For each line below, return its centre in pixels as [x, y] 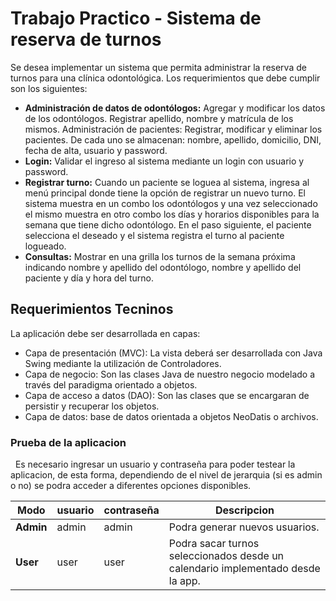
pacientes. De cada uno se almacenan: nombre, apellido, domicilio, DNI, [173, 139]
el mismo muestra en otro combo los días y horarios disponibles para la [172, 214]
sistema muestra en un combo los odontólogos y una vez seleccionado [171, 203]
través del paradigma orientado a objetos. [111, 384]
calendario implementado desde [244, 569]
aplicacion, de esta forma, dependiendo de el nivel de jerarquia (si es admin [166, 475]
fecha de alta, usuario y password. [96, 150]
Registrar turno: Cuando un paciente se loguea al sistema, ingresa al [167, 182]
